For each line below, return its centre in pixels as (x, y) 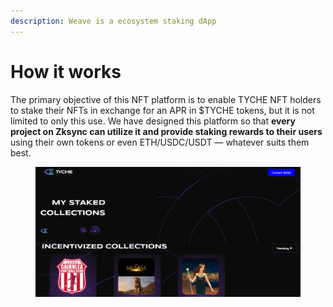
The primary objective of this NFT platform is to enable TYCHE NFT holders (166, 99)
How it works (66, 71)
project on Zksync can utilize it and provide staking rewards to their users (166, 131)
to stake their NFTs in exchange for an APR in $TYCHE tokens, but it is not (162, 110)
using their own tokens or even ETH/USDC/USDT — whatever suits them (160, 142)
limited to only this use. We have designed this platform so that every (153, 121)
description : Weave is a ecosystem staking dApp (113, 21)
